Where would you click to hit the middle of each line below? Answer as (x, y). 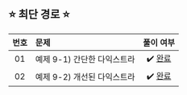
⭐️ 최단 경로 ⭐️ (39, 14)
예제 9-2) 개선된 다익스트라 (85, 77)
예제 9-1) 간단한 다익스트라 (85, 60)
